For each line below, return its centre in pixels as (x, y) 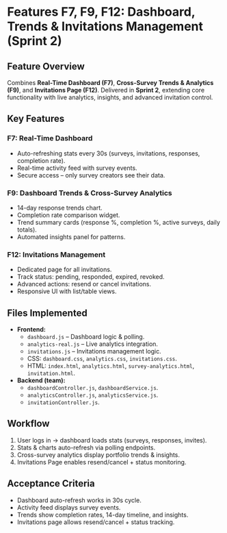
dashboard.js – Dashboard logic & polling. (86, 337)
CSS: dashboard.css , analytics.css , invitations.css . (102, 359)
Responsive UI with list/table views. (67, 291)
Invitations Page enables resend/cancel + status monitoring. (102, 462)
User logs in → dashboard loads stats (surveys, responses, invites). (112, 440)
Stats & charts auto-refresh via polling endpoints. (86, 447)
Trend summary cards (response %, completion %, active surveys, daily (119, 222)
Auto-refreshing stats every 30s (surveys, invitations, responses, (108, 153)
